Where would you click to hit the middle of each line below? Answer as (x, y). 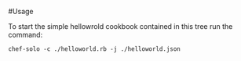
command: (26, 35)
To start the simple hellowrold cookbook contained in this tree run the (120, 26)
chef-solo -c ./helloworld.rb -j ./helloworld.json (94, 49)
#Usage (21, 11)
